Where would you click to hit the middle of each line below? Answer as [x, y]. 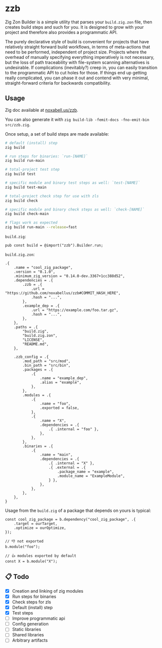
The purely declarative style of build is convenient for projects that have [77, 41]
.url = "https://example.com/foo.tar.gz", [75, 310]
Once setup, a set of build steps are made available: [57, 134]
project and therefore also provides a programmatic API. [61, 32]
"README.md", [36, 344]
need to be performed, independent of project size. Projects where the [76, 52]
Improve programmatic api [39, 618]
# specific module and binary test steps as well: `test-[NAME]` [72, 183]
